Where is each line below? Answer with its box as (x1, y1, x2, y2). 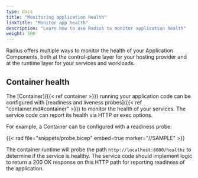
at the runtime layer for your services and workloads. (6, 60, 135, 67)
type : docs (6, 8, 33, 15)
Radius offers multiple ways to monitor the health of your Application (6, 47, 173, 54)
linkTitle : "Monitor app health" (6, 20, 89, 26)
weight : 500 (6, 31, 35, 37)
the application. (6, 164, 44, 172)
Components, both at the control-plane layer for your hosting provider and (6, 53, 187, 61)
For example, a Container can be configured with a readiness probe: (6, 123, 173, 130)
